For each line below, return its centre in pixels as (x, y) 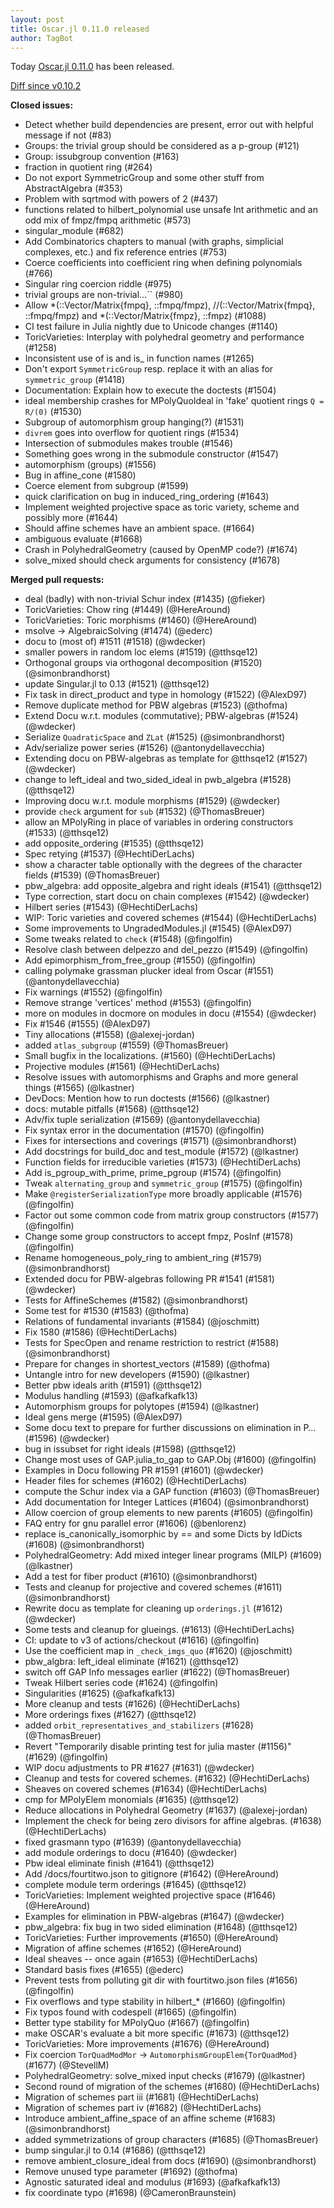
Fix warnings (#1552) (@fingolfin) (93, 992)
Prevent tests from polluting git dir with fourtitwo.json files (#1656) (161, 1980)
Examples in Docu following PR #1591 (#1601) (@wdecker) (144, 1470)
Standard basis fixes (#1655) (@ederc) (104, 1970)
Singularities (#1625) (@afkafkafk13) (100, 1693)
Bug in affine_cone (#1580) (80, 475)
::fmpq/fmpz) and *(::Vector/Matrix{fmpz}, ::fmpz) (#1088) (145, 316)
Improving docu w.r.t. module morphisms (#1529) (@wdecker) (152, 801)
